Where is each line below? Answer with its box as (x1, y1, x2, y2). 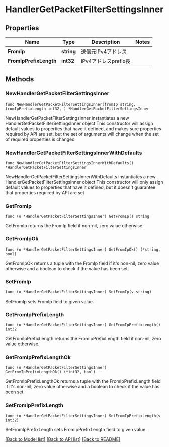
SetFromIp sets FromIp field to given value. (5, 298, 94, 304)
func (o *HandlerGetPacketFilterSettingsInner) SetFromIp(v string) (5, 289, 152, 294)
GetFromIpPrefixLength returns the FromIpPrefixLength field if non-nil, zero (5, 336, 161, 342)
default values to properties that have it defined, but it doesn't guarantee (5, 184, 156, 190)
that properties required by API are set (5, 189, 84, 195)
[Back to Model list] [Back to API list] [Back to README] (5, 436, 121, 442)
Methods (5, 75, 34, 84)
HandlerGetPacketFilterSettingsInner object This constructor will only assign (5, 179, 163, 185)
